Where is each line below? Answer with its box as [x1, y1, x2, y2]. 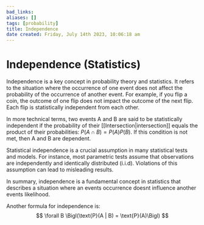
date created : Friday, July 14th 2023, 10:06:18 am [6, 32, 140, 38]
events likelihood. [6, 191, 51, 198]
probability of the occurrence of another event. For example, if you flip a [6, 91, 188, 98]
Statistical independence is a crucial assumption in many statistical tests [6, 147, 188, 154]
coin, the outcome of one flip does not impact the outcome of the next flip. [6, 97, 194, 105]
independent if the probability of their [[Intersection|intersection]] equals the [6, 122, 198, 130]
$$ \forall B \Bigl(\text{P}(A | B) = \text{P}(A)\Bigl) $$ [36, 212, 169, 220]
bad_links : [6, 9, 34, 15]
